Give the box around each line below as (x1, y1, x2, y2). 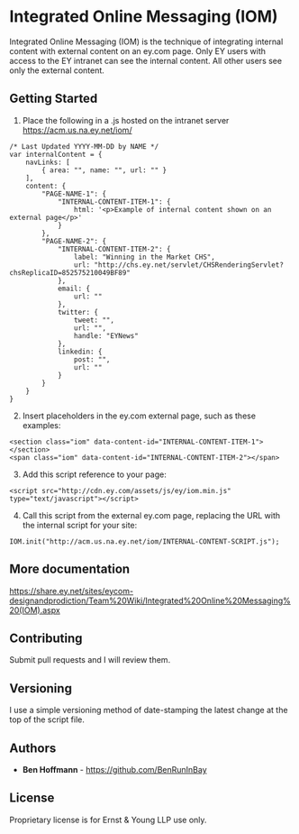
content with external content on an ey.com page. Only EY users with (9, 45, 267, 56)
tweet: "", (73, 316, 115, 325)
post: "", (73, 354, 111, 364)
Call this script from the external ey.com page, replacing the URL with (22, 509, 281, 520)
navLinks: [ (25, 158, 70, 167)
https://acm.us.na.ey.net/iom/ (22, 124, 132, 135)
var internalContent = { (9, 150, 103, 159)
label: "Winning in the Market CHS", (73, 252, 216, 261)
